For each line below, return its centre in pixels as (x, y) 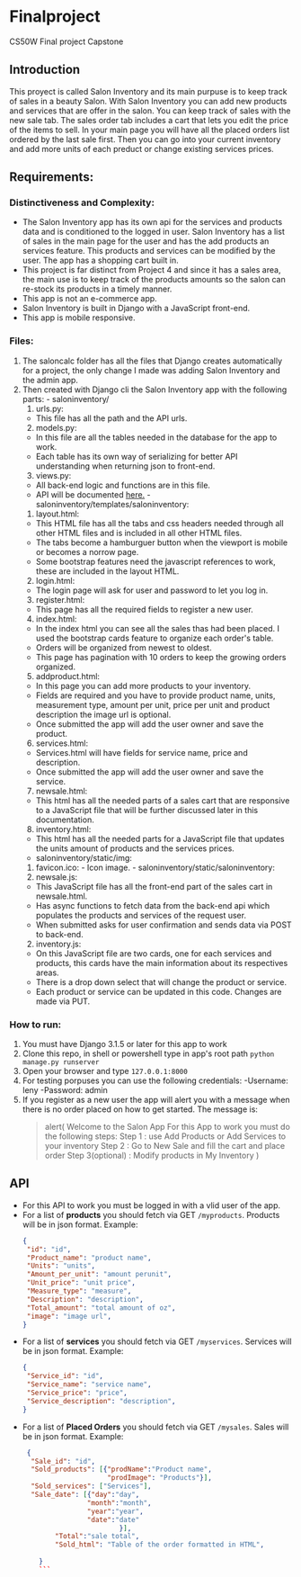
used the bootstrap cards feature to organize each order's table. (155, 638)
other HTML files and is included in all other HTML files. (139, 533)
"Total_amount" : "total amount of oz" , (101, 1308)
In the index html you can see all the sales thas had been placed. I (158, 628)
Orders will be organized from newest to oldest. (124, 647)
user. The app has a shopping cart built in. (101, 260)
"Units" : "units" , (61, 1266)
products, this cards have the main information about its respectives (162, 963)
